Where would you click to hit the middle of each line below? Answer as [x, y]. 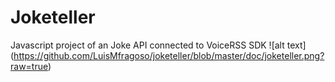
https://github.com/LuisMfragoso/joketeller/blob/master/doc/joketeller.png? [169, 55]
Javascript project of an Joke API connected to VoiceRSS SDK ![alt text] [158, 45]
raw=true [29, 66]
